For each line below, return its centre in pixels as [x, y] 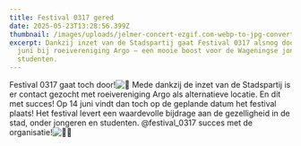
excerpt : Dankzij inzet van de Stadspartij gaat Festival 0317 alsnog [144, 43]
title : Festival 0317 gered [62, 17]
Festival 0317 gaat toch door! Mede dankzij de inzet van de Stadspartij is [150, 85]
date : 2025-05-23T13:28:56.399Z [69, 26]
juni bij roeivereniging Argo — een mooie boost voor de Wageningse [148, 51]
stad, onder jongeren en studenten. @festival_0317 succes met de [131, 123]
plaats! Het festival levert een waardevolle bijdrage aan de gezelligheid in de [150, 113]
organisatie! [31, 132]
